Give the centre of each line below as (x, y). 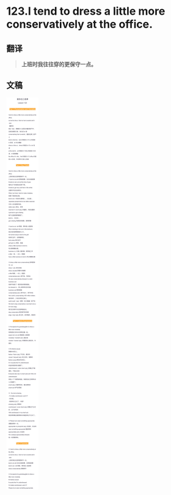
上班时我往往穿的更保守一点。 (59, 64)
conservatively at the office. (80, 24)
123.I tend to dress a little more (86, 11)
